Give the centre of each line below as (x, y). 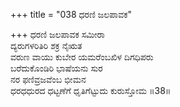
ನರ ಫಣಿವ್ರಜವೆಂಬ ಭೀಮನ (48, 79)
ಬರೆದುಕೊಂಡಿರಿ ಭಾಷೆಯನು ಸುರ (56, 68)
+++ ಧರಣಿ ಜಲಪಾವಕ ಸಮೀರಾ (57, 34)
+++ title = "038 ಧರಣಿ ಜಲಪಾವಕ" (71, 14)
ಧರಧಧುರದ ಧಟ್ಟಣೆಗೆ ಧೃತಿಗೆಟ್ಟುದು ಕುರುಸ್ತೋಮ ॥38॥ (91, 90)
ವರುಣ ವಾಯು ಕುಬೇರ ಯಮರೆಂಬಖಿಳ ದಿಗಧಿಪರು (82, 57)
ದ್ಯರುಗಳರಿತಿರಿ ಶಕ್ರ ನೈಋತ (46, 45)
